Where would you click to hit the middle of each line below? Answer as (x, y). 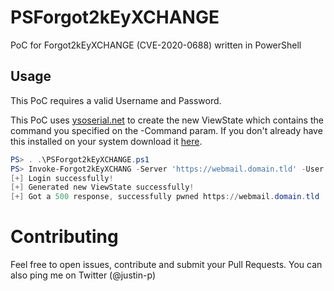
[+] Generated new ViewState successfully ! (102, 187)
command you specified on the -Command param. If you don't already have (166, 130)
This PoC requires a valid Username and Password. (116, 100)
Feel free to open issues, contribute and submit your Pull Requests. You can (166, 265)
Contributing (64, 237)
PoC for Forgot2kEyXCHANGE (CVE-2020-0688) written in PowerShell (156, 45)
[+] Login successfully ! (62, 178)
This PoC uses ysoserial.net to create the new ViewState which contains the (167, 120)
